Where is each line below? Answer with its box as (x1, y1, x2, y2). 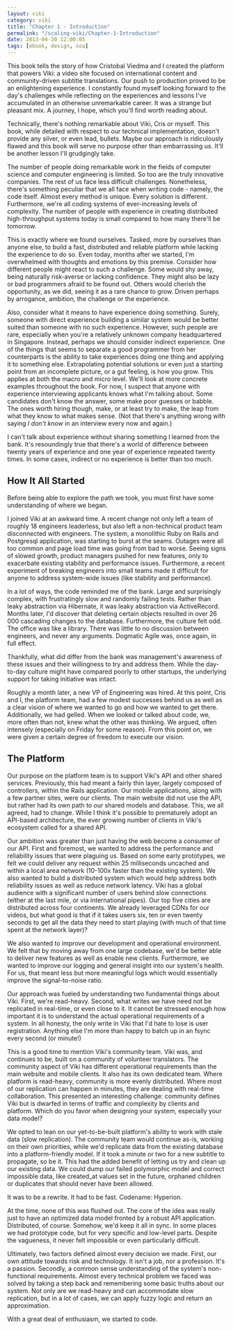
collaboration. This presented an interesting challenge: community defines (7, 1092, 220, 1100)
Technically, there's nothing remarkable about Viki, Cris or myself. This (7, 120, 210, 127)
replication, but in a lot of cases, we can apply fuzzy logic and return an (7, 1294, 213, 1302)
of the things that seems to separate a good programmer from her (7, 346, 196, 353)
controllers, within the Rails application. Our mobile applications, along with (7, 786, 223, 794)
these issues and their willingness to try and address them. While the (7, 660, 205, 668)
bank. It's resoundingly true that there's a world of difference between (7, 440, 209, 448)
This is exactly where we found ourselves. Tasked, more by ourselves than (7, 235, 221, 244)
